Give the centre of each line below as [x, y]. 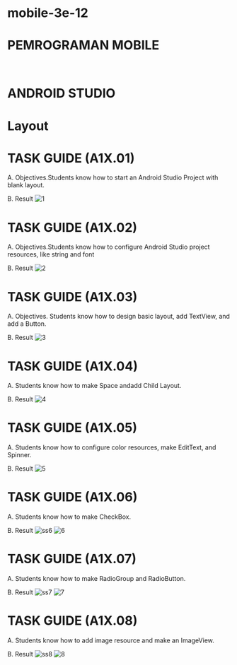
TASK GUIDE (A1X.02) [73, 227]
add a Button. [27, 324]
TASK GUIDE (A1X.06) [73, 497]
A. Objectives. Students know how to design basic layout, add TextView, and [118, 317]
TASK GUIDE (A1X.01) [71, 158]
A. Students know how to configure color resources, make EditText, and [112, 447]
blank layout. [26, 185]
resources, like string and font [51, 254]
